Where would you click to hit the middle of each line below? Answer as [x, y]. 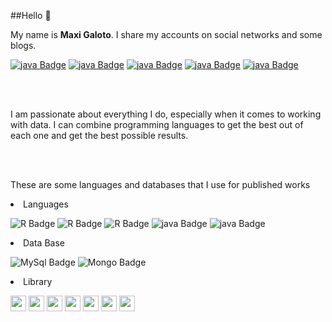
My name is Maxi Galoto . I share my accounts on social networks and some [166, 34]
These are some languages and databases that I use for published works [160, 184]
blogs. [23, 45]
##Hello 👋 [31, 15]
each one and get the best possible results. [99, 135]
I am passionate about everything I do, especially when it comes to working [166, 114]
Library [38, 281]
